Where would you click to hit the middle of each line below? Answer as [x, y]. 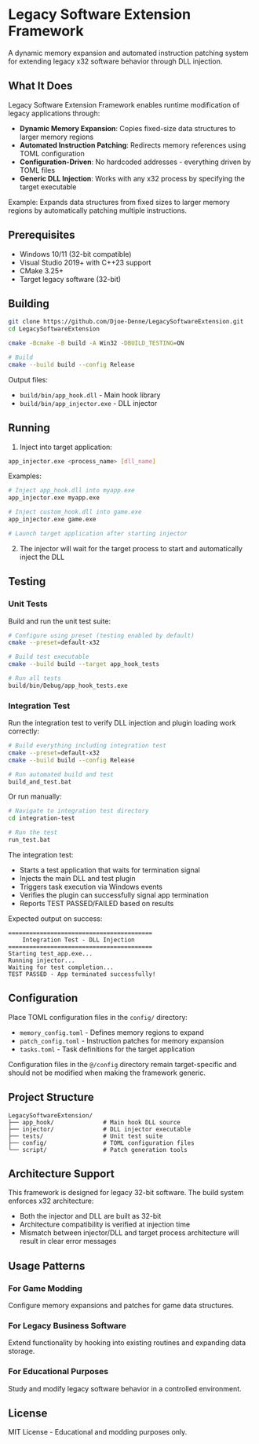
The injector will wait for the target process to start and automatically [131, 548]
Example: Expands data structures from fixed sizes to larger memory [119, 202]
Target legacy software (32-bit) [70, 279]
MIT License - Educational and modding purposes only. [98, 1432]
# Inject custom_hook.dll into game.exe [75, 512]
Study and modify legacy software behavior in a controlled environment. [125, 1388]
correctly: [24, 731]
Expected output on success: [55, 918]
